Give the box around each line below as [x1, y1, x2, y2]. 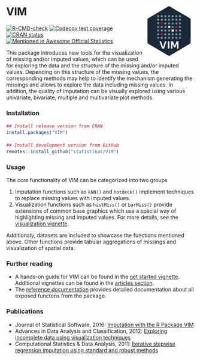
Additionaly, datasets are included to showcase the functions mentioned [6, 231, 184, 239]
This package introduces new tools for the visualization [6, 49, 143, 56]
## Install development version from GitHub [6, 142, 119, 148]
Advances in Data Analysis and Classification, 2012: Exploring [14, 327, 168, 335]
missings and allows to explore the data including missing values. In [6, 81, 174, 88]
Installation [6, 109, 40, 117]
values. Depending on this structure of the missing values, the [6, 68, 159, 75]
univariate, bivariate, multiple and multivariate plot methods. [6, 94, 154, 101]
